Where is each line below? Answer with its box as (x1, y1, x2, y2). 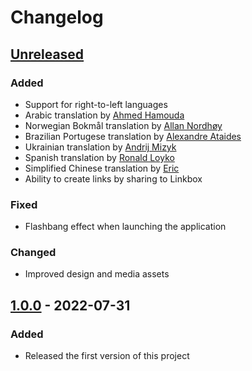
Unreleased (10, 46, 85, 63)
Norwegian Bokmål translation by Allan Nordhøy (24, 119, 223, 131)
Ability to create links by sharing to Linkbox (24, 172, 203, 185)
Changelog (10, 6, 104, 29)
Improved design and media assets (24, 268, 170, 280)
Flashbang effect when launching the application (24, 221, 227, 233)
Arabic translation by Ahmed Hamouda (24, 109, 185, 121)
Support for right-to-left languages (24, 98, 168, 110)
